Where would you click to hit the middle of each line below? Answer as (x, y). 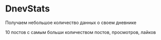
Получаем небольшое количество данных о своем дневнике (71, 22)
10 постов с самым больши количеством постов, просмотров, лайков (80, 32)
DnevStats (28, 9)
